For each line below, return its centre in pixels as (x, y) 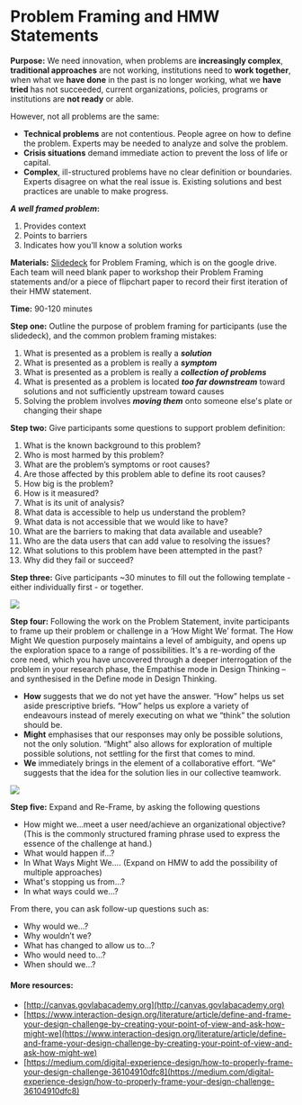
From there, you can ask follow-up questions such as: (110, 908)
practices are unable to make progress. (96, 191)
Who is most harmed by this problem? (93, 454)
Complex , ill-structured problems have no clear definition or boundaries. (158, 172)
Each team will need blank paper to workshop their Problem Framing (137, 272)
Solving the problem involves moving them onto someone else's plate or (158, 400)
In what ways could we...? (71, 891)
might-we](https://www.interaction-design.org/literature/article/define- (155, 1034)
